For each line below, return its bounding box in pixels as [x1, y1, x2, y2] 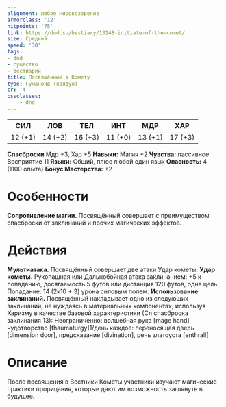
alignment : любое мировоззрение [7, 10, 99, 17]
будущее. [7, 392, 35, 400]
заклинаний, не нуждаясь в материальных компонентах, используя [7, 301, 206, 310]
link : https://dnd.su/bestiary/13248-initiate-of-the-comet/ [7, 29, 186, 36]
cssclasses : [7, 93, 41, 100]
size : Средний [7, 36, 48, 42]
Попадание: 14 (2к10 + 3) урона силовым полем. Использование [7, 287, 199, 295]
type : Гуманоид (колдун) [7, 80, 78, 87]
